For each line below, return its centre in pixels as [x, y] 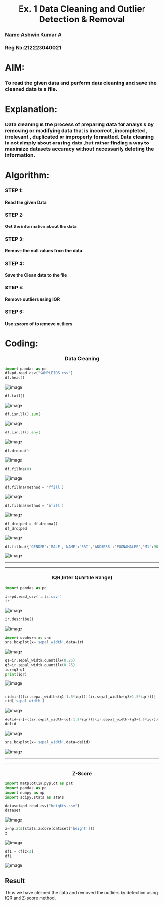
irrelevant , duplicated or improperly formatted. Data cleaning [79, 137]
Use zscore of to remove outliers [39, 324]
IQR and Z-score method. [31, 898]
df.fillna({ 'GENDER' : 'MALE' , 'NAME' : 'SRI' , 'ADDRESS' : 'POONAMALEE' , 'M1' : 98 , [83, 547]
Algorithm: [27, 175]
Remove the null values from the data [43, 250]
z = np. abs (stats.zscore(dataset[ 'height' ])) [50, 829]
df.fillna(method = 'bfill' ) [35, 505]
